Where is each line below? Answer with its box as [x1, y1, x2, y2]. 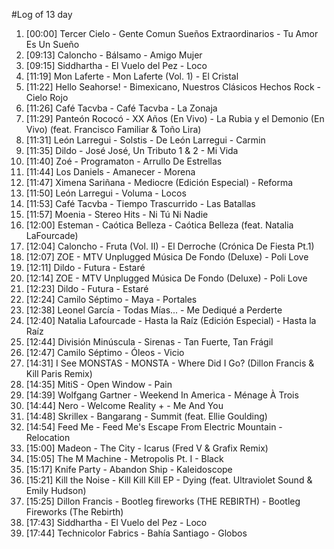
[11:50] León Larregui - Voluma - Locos [25, 187, 187, 199]
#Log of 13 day [11, 9, 73, 20]
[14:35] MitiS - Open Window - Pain [25, 379, 173, 390]
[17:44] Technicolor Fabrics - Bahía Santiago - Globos [25, 527, 248, 539]
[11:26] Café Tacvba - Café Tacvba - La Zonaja [25, 102, 218, 114]
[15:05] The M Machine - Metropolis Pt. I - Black [25, 453, 224, 464]
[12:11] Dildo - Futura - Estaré [25, 262, 146, 273]
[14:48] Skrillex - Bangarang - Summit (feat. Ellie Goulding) [25, 410, 268, 422]
